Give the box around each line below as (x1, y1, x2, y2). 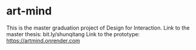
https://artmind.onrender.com (6, 37, 80, 44)
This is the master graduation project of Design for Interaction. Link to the (6, 24, 190, 31)
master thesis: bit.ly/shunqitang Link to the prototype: (6, 30, 140, 37)
